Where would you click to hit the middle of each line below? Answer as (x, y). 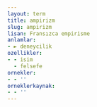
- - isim (20, 60)
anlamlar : (22, 40)
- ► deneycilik (30, 46)
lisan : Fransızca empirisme (49, 33)
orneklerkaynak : (31, 86)
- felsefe (28, 66)
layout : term (27, 14)
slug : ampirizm (30, 27)
